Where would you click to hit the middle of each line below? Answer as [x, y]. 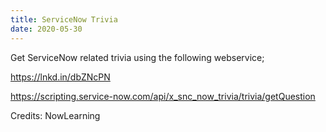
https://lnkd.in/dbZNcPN [60, 77]
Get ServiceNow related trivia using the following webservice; [137, 57]
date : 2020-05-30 [46, 29]
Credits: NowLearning [55, 115]
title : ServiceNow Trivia [64, 19]
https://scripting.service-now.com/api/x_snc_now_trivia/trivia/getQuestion [163, 96]
